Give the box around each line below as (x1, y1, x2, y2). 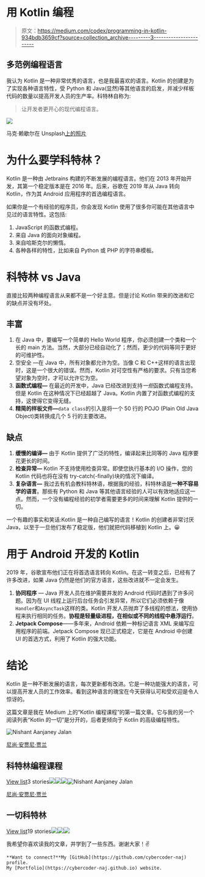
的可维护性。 (15, 351, 48, 359)
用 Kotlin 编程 (6, 6, 74, 20)
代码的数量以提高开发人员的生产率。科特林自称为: (6, 92, 131, 100)
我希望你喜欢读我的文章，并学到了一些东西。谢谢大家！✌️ (6, 840, 150, 847)
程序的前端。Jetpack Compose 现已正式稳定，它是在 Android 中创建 (20, 628, 193, 635)
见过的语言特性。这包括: (6, 210, 67, 218)
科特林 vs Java (6, 270, 81, 284)
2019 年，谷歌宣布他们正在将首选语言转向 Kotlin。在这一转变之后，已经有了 (6, 569, 196, 576)
